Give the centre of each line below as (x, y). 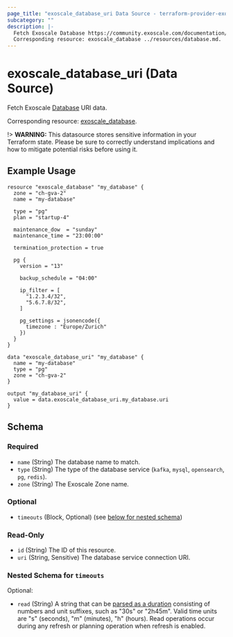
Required (23, 447)
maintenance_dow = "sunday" (55, 230)
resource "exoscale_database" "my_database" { (76, 187)
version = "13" (42, 266)
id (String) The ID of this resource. (67, 550)
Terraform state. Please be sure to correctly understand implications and (111, 142)
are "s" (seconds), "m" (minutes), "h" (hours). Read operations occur (116, 619)
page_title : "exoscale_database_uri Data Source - (82, 14)
